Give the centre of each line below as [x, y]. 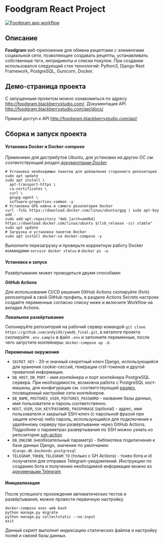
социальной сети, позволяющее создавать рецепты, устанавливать [77, 55]
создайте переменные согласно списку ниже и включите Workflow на [79, 303]
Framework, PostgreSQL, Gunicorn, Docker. [49, 71]
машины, [22, 388]
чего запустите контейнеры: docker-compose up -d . [58, 342]
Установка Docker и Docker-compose [45, 146]
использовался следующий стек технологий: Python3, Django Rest [75, 66]
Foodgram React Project [55, 9]
